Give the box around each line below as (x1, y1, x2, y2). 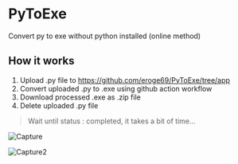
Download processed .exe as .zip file (19, 92, 141, 102)
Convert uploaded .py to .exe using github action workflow (19, 84, 213, 93)
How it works (8, 54, 75, 68)
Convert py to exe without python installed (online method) (8, 31, 201, 41)
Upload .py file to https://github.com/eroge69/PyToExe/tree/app (19, 75, 231, 84)
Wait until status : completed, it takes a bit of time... (27, 116, 197, 126)
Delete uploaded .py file (19, 100, 99, 110)
